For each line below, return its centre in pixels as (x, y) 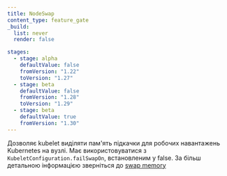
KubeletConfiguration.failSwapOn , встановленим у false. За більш (104, 158)
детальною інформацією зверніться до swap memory (87, 165)
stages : (19, 52)
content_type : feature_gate (48, 20)
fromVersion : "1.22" (50, 71)
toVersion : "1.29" (46, 104)
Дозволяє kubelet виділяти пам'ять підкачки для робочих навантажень (113, 143)
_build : (19, 26)
